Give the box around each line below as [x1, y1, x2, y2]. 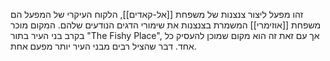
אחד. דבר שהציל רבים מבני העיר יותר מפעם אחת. [10, 40, 197, 52]
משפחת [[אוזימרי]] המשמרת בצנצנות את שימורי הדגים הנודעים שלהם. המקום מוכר [10, 19, 322, 31]
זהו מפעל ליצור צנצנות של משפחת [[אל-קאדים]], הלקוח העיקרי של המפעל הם [10, 9, 304, 20]
